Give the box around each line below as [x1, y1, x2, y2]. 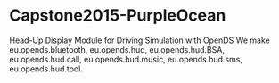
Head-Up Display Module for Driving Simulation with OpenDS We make [9, 35, 270, 46]
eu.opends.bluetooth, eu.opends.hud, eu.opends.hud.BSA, [9, 44, 226, 54]
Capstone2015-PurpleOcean [9, 5, 226, 26]
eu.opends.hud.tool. [9, 63, 83, 74]
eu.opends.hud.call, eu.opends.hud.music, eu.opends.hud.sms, [9, 54, 243, 64]
